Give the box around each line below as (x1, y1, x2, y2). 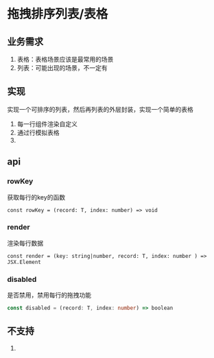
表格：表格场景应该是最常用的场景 (16, 56, 114, 63)
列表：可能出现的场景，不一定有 (16, 64, 108, 72)
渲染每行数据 (7, 239, 43, 247)
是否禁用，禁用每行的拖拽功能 (7, 291, 91, 299)
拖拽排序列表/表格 (7, 6, 108, 22)
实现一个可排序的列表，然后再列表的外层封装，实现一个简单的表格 (7, 105, 193, 113)
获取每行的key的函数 (7, 193, 66, 201)
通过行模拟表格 (16, 128, 60, 136)
